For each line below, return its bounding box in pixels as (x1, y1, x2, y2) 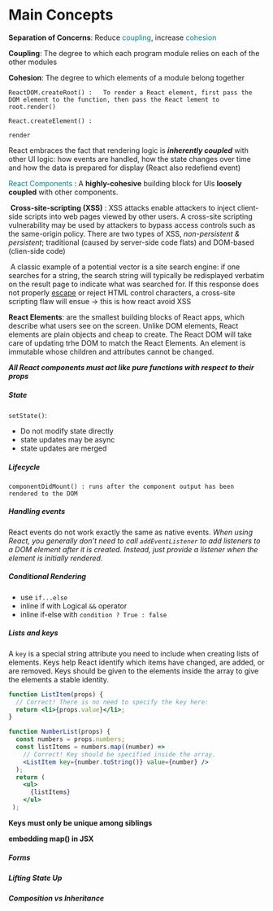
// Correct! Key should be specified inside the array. (23, 750, 217, 758)
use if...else (19, 592, 68, 602)
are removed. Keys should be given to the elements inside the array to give (8, 665, 259, 676)
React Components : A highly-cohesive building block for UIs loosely (8, 178, 242, 188)
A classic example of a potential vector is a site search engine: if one (10, 262, 240, 272)
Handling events (8, 507, 66, 517)
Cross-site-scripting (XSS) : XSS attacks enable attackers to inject (10, 203, 236, 212)
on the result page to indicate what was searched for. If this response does (8, 279, 259, 289)
